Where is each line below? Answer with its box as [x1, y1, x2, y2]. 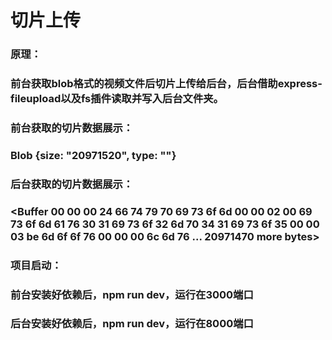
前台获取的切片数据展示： [10, 121, 134, 135]
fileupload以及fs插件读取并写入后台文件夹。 [10, 92, 224, 106]
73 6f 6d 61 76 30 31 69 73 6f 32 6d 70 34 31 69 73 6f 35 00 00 [10, 217, 320, 231]
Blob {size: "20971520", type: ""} [10, 148, 177, 162]
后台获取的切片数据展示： [10, 177, 134, 191]
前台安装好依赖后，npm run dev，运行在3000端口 [10, 287, 254, 301]
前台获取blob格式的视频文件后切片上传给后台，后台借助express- [10, 77, 323, 91]
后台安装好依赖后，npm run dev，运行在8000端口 [10, 317, 254, 331]
